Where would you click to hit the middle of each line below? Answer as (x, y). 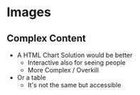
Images (29, 12)
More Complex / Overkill (63, 70)
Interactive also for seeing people (76, 63)
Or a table (32, 77)
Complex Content (46, 38)
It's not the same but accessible (74, 85)
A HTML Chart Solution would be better (75, 55)
